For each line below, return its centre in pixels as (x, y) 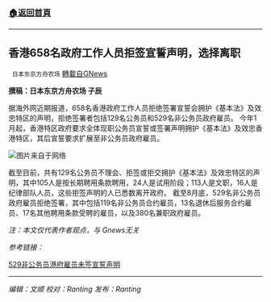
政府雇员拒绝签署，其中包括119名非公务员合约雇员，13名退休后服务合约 (127, 203)
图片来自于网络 (41, 156)
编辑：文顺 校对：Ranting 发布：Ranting (75, 289)
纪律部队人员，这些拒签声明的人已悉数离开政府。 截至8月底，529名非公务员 (135, 193)
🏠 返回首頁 (30, 12)
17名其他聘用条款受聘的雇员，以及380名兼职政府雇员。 (114, 213)
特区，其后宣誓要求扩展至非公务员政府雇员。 (89, 138)
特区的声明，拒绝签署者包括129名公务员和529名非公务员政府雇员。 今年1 (136, 118)
